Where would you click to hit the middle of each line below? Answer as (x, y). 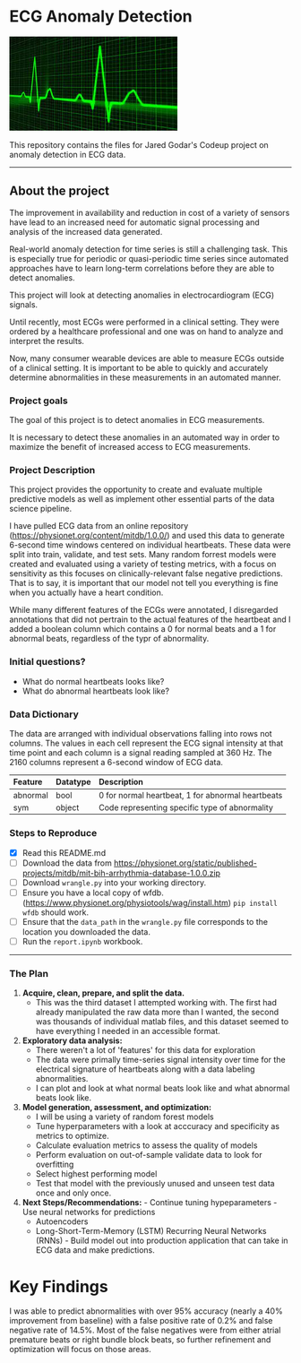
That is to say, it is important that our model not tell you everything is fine (144, 583)
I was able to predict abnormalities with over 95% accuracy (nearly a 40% (146, 1311)
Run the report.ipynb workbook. (82, 942)
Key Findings (59, 1286)
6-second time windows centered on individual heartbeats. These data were (150, 545)
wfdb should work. (56, 912)
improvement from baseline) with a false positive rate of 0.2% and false (141, 1321)
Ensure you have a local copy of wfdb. (93, 893)
